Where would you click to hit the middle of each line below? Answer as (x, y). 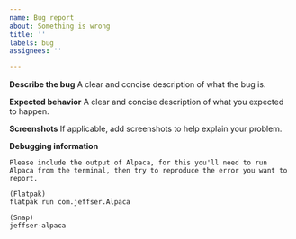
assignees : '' (36, 51)
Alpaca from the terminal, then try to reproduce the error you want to (148, 171)
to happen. (29, 111)
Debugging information (54, 146)
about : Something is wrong (60, 26)
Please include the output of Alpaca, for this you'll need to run (139, 163)
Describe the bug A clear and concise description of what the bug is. (138, 84)
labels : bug (31, 43)
